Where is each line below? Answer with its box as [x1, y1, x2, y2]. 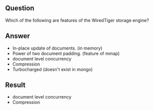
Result [5, 81, 26, 89]
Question [5, 4, 34, 12]
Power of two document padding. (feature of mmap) [12, 50, 120, 56]
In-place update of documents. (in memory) [12, 45, 103, 51]
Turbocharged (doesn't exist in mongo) [12, 66, 93, 72]
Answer [5, 32, 30, 40]
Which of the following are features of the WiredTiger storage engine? [5, 17, 150, 23]
